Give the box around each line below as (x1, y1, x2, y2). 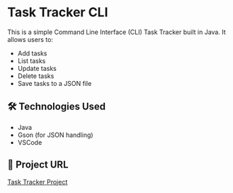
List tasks (17, 56, 46, 65)
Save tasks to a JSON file (17, 79, 92, 87)
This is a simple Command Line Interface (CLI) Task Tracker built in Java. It (7, 28, 227, 36)
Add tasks (17, 49, 47, 57)
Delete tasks (17, 72, 55, 80)
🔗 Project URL (7, 159, 69, 171)
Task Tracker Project (7, 177, 68, 186)
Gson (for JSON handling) (17, 131, 93, 139)
